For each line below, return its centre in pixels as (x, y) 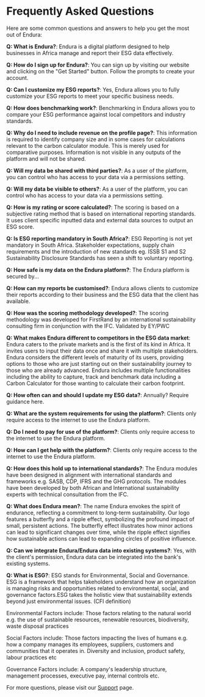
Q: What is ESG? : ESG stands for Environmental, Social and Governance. (98, 575)
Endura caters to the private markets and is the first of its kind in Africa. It (99, 344)
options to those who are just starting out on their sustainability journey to (99, 363)
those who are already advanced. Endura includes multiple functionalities (99, 370)
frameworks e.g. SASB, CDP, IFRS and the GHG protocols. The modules (96, 481)
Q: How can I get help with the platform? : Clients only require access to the (102, 450)
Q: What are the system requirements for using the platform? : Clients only (102, 413)
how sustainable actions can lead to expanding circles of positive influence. (102, 538)
